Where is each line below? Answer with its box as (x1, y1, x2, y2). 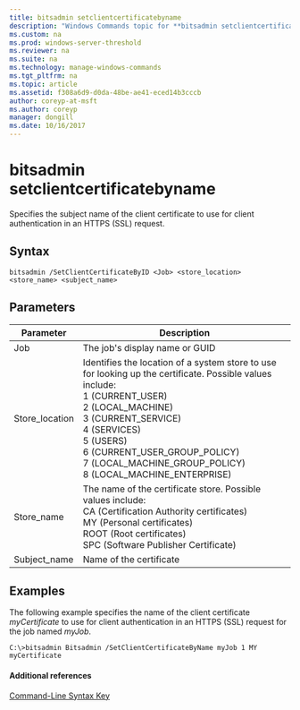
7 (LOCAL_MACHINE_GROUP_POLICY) (82, 457, 246, 469)
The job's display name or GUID (82, 341, 216, 354)
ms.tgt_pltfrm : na (9, 72, 78, 81)
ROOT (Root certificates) (82, 527, 187, 540)
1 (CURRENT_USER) (82, 389, 168, 402)
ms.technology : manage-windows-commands (9, 64, 162, 73)
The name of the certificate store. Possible (82, 483, 262, 495)
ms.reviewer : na (9, 47, 70, 56)
